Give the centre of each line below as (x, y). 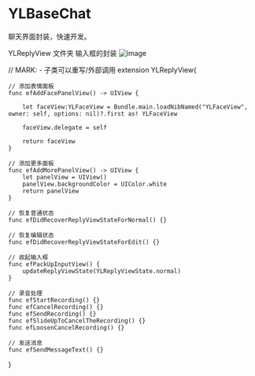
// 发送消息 (26, 343)
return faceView (49, 141)
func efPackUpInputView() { (54, 264)
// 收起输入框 (28, 257)
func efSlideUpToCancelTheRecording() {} (77, 321)
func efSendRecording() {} (52, 314)
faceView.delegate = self (65, 127)
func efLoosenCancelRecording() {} (67, 327)
